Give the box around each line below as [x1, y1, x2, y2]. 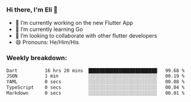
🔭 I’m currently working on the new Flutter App [15, 19, 133, 27]
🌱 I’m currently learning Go [15, 25, 83, 33]
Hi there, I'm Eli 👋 [6, 5, 58, 14]
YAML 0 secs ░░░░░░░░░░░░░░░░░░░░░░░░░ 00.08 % [6, 79, 185, 85]
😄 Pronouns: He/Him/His [15, 39, 80, 46]
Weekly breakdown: [6, 54, 67, 63]
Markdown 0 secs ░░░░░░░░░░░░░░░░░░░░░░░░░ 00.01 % [6, 90, 185, 97]
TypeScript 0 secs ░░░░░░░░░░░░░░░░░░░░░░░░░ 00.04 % [6, 84, 185, 90]
